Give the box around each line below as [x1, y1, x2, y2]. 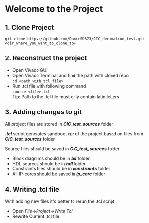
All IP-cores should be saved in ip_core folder [12, 171, 105, 177]
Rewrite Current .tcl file [12, 213, 60, 219]
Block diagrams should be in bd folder [12, 155, 90, 161]
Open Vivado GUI [12, 67, 48, 73]
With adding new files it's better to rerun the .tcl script [5, 198, 115, 204]
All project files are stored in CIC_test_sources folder [5, 121, 113, 127]
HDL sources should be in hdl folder [12, 160, 86, 167]
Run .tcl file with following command [12, 83, 86, 89]
